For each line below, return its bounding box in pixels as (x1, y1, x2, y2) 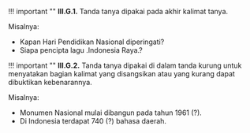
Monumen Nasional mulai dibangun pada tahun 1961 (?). (19, 108, 203, 117)
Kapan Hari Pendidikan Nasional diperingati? (19, 37, 165, 46)
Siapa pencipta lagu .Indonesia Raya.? (19, 46, 144, 54)
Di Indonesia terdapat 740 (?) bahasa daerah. (19, 116, 167, 125)
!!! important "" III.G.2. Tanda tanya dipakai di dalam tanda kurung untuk (8, 61, 242, 70)
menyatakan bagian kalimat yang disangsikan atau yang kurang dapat (8, 69, 235, 78)
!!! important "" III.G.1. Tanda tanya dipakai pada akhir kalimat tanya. (8, 7, 229, 16)
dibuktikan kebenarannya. (8, 78, 92, 87)
